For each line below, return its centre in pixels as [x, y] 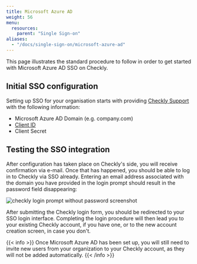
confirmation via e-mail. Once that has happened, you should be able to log [98, 170]
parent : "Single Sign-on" [49, 34]
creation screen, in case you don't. [49, 231]
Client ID [25, 124]
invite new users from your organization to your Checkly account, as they [96, 249]
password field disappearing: [42, 189]
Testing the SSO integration [58, 149]
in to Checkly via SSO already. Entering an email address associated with [95, 176]
